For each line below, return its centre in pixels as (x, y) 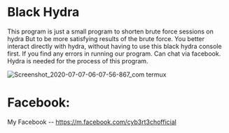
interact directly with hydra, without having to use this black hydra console (114, 46)
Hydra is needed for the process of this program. (78, 61)
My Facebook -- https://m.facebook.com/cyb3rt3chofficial (92, 122)
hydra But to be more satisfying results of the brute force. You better (106, 38)
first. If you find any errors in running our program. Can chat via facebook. (114, 54)
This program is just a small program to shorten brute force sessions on (110, 31)
